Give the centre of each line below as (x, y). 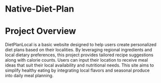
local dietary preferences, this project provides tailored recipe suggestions (79, 55)
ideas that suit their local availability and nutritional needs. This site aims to (80, 65)
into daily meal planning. (29, 76)
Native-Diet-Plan (40, 9)
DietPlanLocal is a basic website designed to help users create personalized (81, 45)
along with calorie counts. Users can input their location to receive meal (77, 60)
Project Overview (41, 31)
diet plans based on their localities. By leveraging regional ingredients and (79, 50)
